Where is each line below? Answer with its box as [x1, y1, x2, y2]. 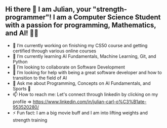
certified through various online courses [12, 48, 97, 54]
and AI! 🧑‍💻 [5, 29, 39, 38]
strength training [12, 117, 48, 123]
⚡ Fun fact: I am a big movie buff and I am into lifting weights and [12, 110, 148, 116]
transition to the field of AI [12, 75, 67, 81]
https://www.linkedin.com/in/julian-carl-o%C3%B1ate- [32, 99, 147, 105]
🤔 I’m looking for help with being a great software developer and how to [12, 69, 162, 75]
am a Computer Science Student [56, 13, 161, 22]
